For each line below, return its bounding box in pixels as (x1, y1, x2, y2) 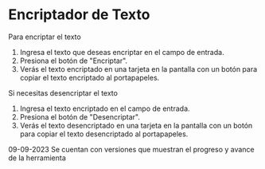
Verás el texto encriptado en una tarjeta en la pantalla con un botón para (19, 64, 258, 73)
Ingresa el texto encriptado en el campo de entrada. (19, 104, 190, 113)
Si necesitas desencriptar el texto (8, 88, 118, 97)
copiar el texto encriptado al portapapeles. (19, 73, 160, 82)
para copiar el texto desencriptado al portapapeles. (19, 129, 189, 139)
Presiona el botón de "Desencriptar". (19, 112, 141, 121)
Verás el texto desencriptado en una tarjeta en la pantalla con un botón (19, 120, 253, 130)
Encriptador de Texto (8, 6, 150, 24)
